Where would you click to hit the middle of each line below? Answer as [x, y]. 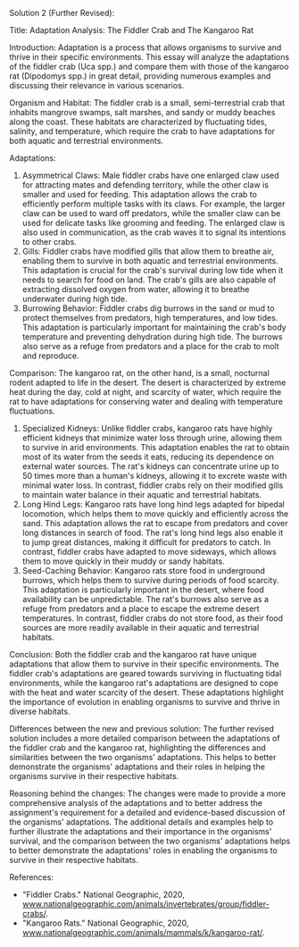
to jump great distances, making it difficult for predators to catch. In [146, 542]
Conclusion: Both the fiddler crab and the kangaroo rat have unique [133, 654]
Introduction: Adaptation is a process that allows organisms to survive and [145, 47]
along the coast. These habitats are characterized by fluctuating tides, [138, 122]
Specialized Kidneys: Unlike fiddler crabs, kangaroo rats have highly [147, 428]
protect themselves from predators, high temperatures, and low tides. [150, 318]
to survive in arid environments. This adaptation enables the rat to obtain [156, 447]
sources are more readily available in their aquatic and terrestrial [141, 628]
